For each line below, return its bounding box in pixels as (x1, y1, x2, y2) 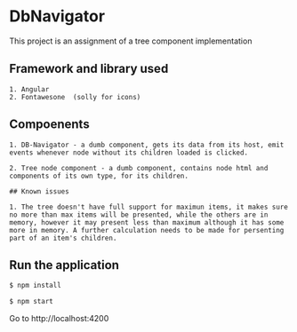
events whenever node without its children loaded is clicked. (9, 148, 249, 157)
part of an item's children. (9, 233, 117, 242)
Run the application (9, 257, 120, 273)
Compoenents (9, 117, 91, 132)
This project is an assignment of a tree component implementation (9, 36, 253, 46)
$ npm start (9, 297, 53, 306)
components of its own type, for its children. (9, 171, 189, 180)
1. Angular (9, 84, 50, 94)
